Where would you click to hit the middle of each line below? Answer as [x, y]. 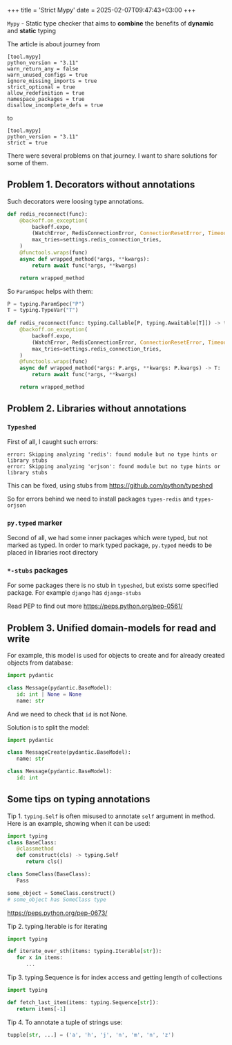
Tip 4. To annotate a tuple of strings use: [65, 1022]
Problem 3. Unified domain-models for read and [112, 628]
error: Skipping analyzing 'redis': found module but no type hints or [112, 454]
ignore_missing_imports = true [52, 81]
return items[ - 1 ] [41, 1009]
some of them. [28, 163]
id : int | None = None [49, 694]
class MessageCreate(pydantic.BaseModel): [69, 752]
